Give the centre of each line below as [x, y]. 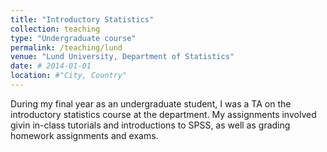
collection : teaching [55, 29]
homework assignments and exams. [84, 135]
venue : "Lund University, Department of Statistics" [122, 57]
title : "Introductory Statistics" [82, 19]
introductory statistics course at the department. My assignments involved [163, 114]
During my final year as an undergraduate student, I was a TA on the [151, 103]
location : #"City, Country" [69, 76]
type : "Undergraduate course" [73, 38]
